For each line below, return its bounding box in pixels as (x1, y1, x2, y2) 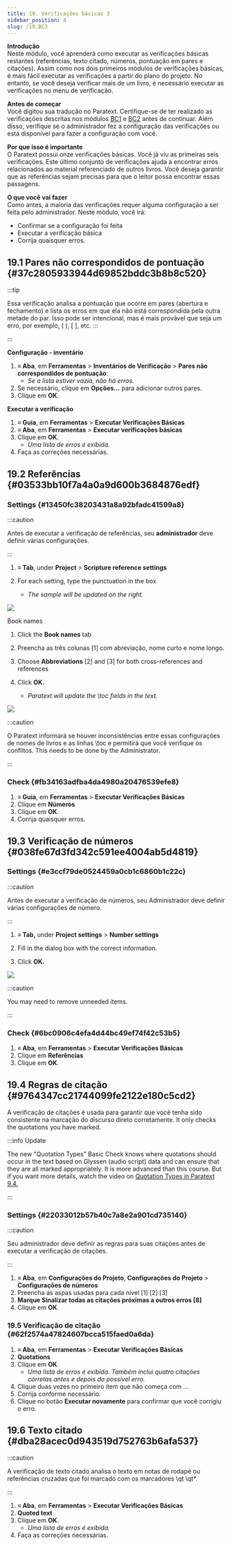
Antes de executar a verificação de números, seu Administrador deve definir (7, 896, 225, 904)
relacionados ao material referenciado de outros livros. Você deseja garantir (7, 165, 224, 174)
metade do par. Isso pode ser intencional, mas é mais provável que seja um (7, 314, 222, 323)
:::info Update (7, 1136, 46, 1144)
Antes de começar (7, 100, 62, 108)
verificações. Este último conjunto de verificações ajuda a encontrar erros (7, 158, 219, 166)
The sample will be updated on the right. (27, 590, 144, 599)
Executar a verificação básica (17, 229, 102, 237)
